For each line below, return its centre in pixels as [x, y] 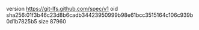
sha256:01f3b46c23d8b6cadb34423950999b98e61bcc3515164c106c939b [100, 15]
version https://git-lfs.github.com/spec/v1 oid [62, 9]
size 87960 [52, 21]
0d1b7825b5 [22, 21]
